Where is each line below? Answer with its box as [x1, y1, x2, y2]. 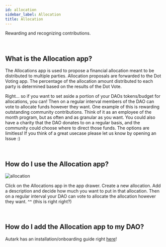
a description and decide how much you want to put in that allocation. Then [5, 188, 160, 194]
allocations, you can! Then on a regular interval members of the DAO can [5, 98, 155, 105]
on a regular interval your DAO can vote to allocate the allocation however [5, 193, 156, 199]
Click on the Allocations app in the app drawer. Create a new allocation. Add [5, 183, 161, 189]
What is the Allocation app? [5, 54, 92, 63]
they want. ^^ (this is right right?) [5, 199, 72, 205]
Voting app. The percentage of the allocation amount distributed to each [5, 78, 153, 84]
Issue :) [5, 136, 21, 142]
